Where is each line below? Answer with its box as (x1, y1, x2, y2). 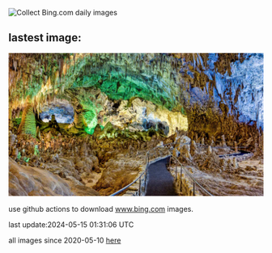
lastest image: (8, 31, 82, 44)
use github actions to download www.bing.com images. (8, 205, 194, 214)
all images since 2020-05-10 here (8, 235, 121, 246)
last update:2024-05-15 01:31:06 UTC (8, 220, 134, 230)
